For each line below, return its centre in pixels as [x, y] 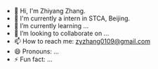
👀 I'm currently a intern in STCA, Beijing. [72, 18]
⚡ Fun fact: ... [33, 59]
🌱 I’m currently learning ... [51, 26]
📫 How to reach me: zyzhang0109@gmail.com [82, 41]
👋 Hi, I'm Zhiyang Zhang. [50, 11]
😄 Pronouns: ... [37, 51]
